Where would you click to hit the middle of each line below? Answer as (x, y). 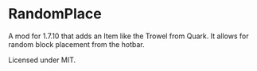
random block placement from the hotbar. (76, 44)
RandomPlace (55, 14)
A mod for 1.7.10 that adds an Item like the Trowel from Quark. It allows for (128, 36)
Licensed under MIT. (42, 60)
